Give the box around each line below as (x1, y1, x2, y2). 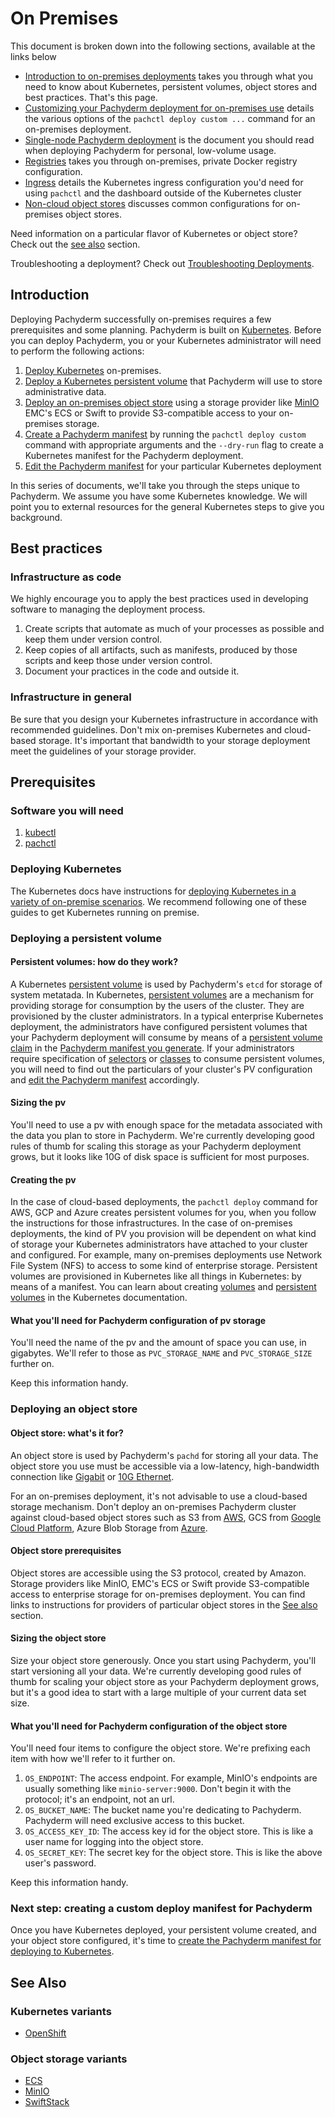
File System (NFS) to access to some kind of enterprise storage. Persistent (10, 1260, 318, 1272)
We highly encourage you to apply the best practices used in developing (10, 593, 309, 605)
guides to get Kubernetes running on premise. (10, 906, 200, 918)
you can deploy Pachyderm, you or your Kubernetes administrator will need (10, 334, 322, 346)
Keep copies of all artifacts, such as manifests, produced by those (24, 644, 298, 656)
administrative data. (24, 385, 107, 397)
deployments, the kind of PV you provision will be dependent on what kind (10, 1228, 317, 1240)
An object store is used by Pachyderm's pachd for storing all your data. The (10, 1449, 319, 1461)
